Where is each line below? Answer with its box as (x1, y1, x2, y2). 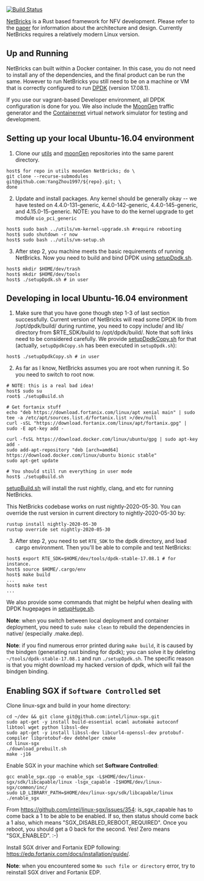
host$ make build (6, 572, 51, 578)
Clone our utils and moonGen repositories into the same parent (15, 149, 174, 157)
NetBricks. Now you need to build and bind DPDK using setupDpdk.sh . (15, 254, 193, 261)
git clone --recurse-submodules (6, 173, 89, 179)
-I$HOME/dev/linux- (112, 779, 163, 785)
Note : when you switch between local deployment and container (6, 617, 169, 624)
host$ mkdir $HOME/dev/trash (6, 266, 81, 272)
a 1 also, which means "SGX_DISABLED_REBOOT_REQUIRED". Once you (6, 819, 188, 827)
